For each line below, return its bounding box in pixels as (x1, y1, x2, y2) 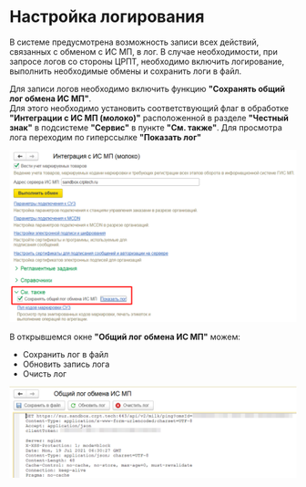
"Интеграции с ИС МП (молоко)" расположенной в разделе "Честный (9, 112, 289, 123)
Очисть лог (22, 368, 66, 379)
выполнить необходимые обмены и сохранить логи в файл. (9, 66, 242, 77)
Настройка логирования (9, 6, 205, 27)
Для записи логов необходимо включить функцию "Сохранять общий (9, 83, 285, 94)
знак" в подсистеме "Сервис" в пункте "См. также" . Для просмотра (9, 121, 282, 133)
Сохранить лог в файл (22, 349, 109, 360)
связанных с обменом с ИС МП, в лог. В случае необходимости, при (9, 46, 278, 57)
